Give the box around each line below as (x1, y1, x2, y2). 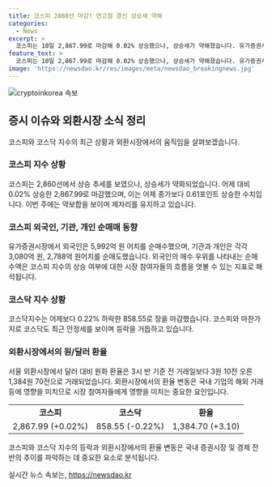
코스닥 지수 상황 (8, 294, 66, 305)
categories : (8, 19, 49, 28)
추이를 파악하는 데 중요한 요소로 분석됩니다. (23, 452, 160, 462)
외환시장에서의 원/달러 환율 (8, 346, 108, 357)
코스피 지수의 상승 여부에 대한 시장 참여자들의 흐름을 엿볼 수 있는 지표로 (29, 262, 255, 271)
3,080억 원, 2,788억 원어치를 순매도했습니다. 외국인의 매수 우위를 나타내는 (8, 252, 244, 262)
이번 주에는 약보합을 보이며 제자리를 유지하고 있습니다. (25, 199, 197, 209)
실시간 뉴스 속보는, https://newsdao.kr (8, 469, 132, 479)
